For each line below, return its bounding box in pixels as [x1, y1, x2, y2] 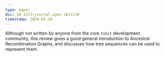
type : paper [5, 7, 30, 12]
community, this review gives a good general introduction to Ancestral [5, 35, 150, 41]
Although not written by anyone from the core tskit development [5, 30, 140, 36]
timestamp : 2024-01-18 [5, 16, 53, 21]
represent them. [5, 46, 39, 52]
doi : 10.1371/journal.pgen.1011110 [5, 12, 80, 17]
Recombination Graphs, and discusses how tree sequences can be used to [5, 41, 160, 47]
